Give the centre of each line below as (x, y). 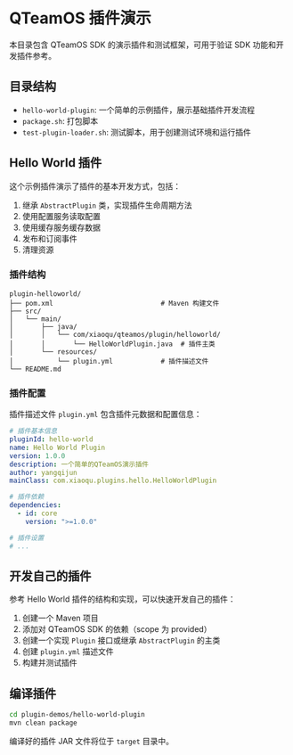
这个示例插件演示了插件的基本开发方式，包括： (95, 186)
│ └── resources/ (53, 352)
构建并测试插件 (49, 663)
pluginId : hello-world (51, 439)
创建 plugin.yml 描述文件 (68, 652)
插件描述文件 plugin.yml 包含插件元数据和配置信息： (106, 414)
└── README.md (36, 369)
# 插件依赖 (27, 497)
